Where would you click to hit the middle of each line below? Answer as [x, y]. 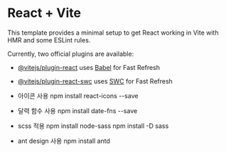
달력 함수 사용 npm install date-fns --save [77, 110]
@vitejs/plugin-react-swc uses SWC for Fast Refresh [95, 81]
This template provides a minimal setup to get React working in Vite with [113, 33]
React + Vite [44, 13]
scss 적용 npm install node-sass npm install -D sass [93, 126]
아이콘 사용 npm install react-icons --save [78, 95]
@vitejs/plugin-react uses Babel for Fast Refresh [89, 67]
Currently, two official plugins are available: [71, 54]
